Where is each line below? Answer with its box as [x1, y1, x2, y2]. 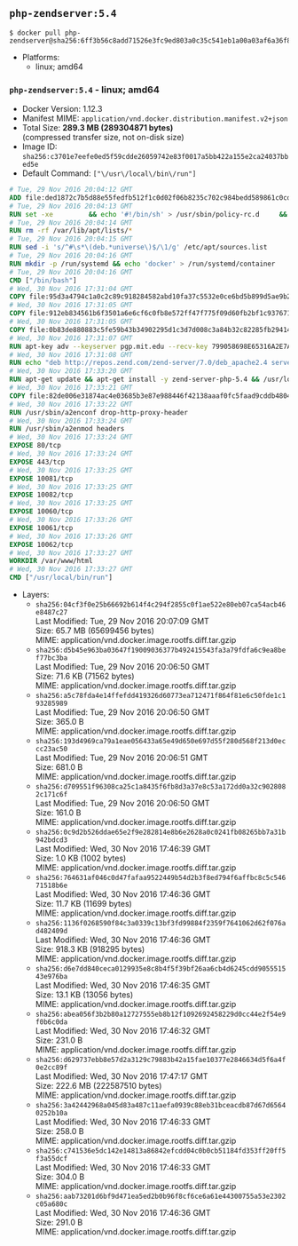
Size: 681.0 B [35, 762, 83, 773]
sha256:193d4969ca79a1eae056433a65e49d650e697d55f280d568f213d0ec [35, 737, 286, 746]
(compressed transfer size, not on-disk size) [21, 132, 184, 143]
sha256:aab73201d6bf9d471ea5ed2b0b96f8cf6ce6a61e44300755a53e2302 [35, 1192, 286, 1202]
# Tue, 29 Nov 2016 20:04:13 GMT [9, 202, 133, 210]
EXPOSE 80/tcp [9, 441, 62, 450]
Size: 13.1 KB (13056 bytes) [35, 989, 134, 1000]
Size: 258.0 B [35, 1126, 84, 1137]
